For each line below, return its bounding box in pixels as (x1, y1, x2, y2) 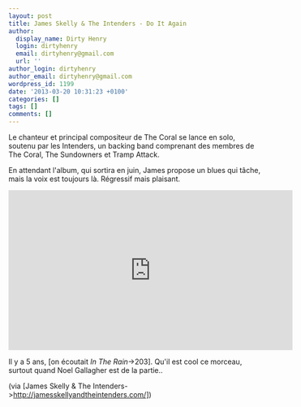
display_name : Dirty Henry (15, 34, 107, 43)
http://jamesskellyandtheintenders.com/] (13, 390, 149, 399)
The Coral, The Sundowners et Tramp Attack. (8, 149, 160, 159)
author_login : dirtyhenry (8, 65, 96, 73)
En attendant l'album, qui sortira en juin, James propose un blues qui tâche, (8, 166, 261, 175)
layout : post (8, 11, 53, 20)
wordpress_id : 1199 (8, 80, 75, 88)
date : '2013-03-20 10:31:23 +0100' (8, 87, 129, 96)
